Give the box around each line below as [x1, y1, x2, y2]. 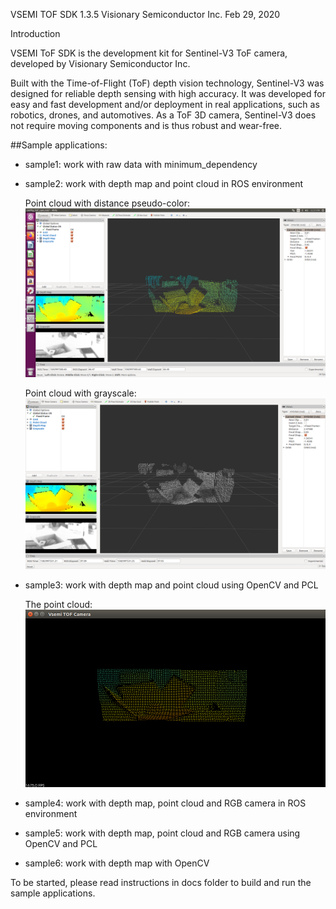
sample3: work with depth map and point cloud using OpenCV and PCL [24, 579, 319, 591]
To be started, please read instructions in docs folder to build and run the [10, 877, 312, 889]
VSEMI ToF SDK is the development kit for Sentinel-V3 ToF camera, [10, 47, 288, 59]
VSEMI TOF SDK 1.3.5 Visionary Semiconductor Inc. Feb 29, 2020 [10, 9, 281, 20]
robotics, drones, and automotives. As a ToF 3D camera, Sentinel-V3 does [10, 109, 317, 121]
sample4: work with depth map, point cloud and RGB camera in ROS [24, 797, 307, 809]
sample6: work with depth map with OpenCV [24, 857, 210, 869]
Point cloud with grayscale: [24, 387, 137, 399]
